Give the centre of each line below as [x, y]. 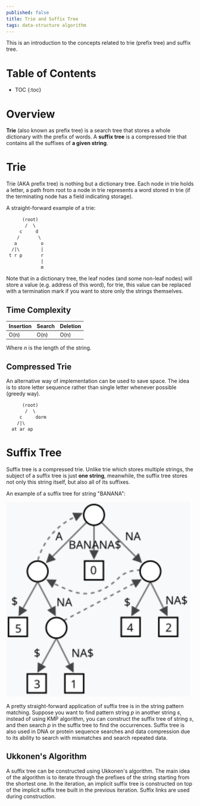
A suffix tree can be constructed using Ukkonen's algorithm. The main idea [98, 771]
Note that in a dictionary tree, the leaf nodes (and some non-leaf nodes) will [99, 279]
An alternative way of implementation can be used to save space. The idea [98, 381]
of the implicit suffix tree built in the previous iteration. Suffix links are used [98, 790]
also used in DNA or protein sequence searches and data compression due [98, 731]
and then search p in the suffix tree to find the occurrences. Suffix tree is [96, 725]
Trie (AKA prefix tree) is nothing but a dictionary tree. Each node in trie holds [100, 184]
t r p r [26, 256]
